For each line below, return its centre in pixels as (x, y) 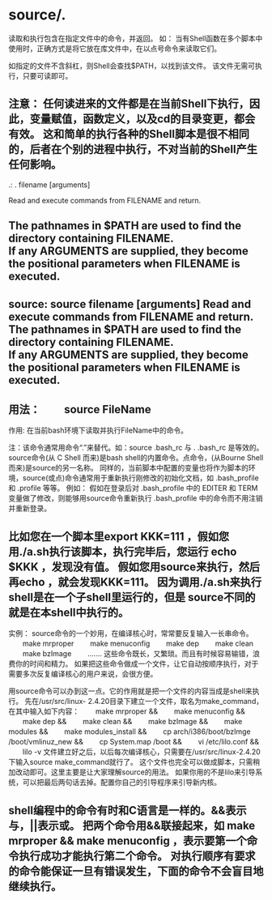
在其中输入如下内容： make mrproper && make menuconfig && (127, 711)
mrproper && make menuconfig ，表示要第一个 (127, 840)
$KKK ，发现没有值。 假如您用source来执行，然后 (134, 567)
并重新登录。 (30, 509)
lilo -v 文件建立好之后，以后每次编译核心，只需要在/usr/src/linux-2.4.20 (141, 752)
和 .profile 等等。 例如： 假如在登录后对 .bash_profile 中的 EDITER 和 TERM (133, 488)
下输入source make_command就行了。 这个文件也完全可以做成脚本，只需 (131, 762)
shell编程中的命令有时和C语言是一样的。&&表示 (127, 810)
